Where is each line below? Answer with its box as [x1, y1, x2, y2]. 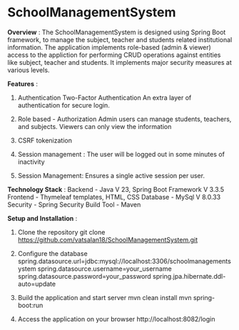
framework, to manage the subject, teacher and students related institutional [7, 35, 233, 43]
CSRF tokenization [17, 136, 73, 145]
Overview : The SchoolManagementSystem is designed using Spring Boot [7, 28, 226, 36]
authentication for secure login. [17, 100, 111, 109]
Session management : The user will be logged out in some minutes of [17, 150, 225, 158]
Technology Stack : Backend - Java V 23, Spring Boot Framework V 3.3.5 [7, 185, 225, 193]
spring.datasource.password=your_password [17, 272, 151, 280]
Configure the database [17, 249, 88, 257]
